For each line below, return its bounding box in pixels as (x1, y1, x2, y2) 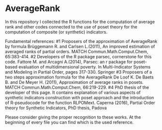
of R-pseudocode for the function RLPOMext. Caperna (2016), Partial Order (5, 100, 156, 105)
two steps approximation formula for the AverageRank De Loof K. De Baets (5, 74, 154, 80)
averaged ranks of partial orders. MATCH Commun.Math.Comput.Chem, (5, 49, 148, 54)
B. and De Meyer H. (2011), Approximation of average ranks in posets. (5, 79, 144, 85)
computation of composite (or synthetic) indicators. (5, 29, 108, 35)
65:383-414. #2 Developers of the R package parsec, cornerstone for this (5, 53, 152, 59)
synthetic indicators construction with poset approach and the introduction (5, 94, 154, 100)
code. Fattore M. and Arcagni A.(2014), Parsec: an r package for (5, 59, 133, 65)
